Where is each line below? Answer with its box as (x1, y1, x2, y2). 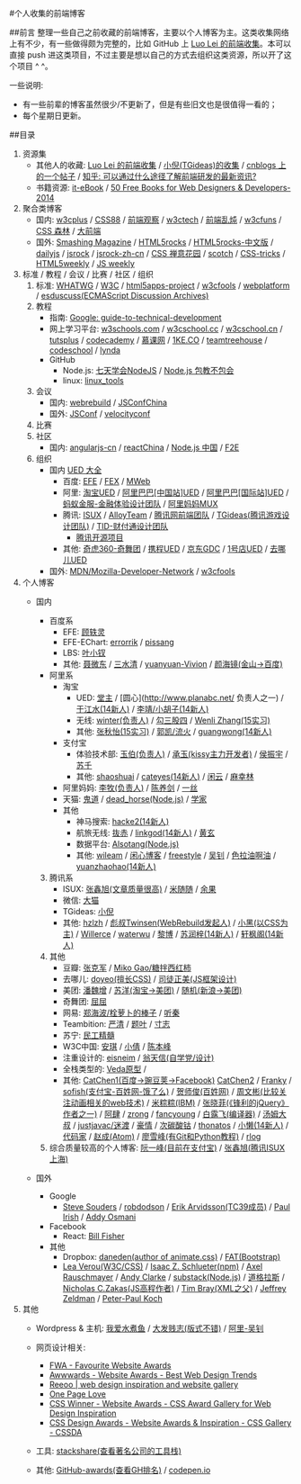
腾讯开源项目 (75, 532, 124, 543)
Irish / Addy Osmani (62, 1211, 137, 1222)
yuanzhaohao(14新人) (75, 861, 157, 871)
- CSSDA (49, 1427, 83, 1437)
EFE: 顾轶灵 (62, 626, 106, 637)
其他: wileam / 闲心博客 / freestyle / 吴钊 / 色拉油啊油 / (75, 850, 277, 860)
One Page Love (49, 1389, 106, 1399)
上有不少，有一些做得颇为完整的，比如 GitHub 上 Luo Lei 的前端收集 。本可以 (9, 39, 292, 49)
